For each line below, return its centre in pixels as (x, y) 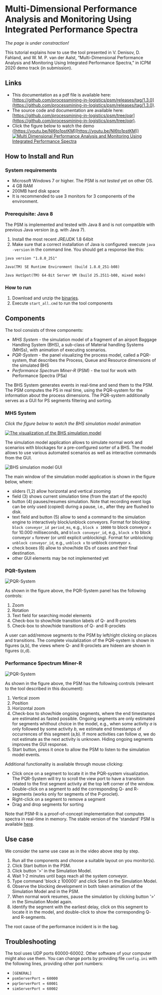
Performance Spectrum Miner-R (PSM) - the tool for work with (74, 370)
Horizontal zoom (29, 708)
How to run (18, 287)
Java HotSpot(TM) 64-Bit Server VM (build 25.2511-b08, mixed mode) (75, 275)
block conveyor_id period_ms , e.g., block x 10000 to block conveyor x (81, 527)
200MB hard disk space (36, 191)
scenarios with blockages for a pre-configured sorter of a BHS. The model (79, 448)
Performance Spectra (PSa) (39, 375)
